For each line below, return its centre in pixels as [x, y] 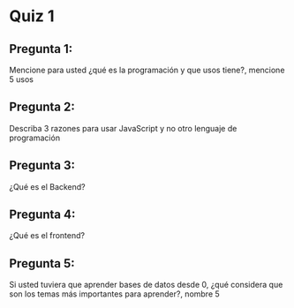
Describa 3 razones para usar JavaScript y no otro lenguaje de [123, 128]
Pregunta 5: [42, 263]
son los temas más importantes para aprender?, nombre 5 [115, 294]
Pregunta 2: [42, 107]
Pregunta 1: [41, 49]
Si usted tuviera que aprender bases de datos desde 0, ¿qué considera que [146, 285]
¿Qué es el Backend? [47, 186]
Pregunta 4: [42, 215]
